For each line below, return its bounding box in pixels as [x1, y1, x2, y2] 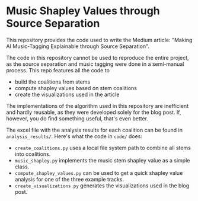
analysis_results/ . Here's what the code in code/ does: [6, 132, 142, 140]
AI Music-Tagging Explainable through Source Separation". [6, 43, 150, 50]
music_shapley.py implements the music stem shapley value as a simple [14, 157, 190, 164]
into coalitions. [14, 150, 51, 158]
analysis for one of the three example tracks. [14, 176, 124, 183]
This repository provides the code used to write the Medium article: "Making [6, 36, 193, 43]
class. [14, 163, 30, 170]
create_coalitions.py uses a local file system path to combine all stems [14, 144, 191, 151]
